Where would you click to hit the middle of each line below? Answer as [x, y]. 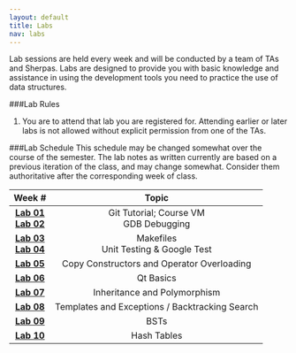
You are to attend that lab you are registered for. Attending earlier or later [155, 121]
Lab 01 [30, 213]
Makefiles [157, 238]
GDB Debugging [157, 224]
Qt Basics [156, 278]
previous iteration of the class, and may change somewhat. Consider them [144, 167]
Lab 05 [30, 264]
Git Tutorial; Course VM [157, 213]
